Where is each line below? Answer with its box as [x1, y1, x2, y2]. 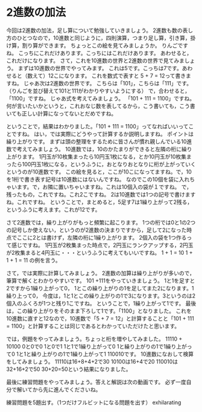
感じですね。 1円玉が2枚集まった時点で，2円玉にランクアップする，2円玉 [11, 241, 194, 249]
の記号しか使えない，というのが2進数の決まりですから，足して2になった [6, 226, 187, 234]
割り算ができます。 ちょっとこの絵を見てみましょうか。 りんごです [22, 42, 189, 49]
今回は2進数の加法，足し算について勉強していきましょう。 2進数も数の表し [6, 27, 194, 34]
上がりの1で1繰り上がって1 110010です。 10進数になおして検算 [42, 350, 194, 358]
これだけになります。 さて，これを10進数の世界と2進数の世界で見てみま [6, 57, 185, 64]
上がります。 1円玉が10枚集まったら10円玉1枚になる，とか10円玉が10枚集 [6, 152, 187, 160]
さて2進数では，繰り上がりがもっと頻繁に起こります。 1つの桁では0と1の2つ [6, 218, 196, 226]
